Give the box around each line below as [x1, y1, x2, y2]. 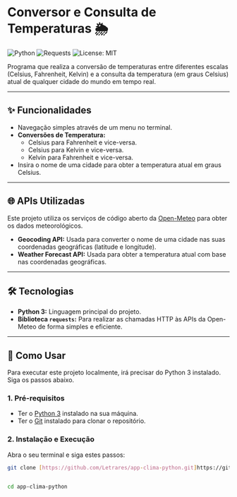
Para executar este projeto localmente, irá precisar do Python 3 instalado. [7, 368, 221, 377]
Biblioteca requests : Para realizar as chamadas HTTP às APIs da [17, 315, 206, 324]
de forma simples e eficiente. [37, 322, 123, 331]
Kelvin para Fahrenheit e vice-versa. [28, 153, 134, 161]
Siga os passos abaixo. [7, 376, 75, 384]
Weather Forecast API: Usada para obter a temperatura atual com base [17, 250, 226, 258]
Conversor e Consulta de [7, 4, 157, 20]
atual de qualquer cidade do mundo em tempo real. [7, 77, 157, 85]
